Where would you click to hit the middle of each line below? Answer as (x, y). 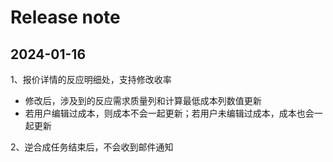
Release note (65, 17)
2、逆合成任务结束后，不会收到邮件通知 (92, 147)
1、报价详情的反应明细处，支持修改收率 (91, 79)
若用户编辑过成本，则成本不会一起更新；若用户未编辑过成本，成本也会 (169, 113)
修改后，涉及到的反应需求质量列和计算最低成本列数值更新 (143, 100)
